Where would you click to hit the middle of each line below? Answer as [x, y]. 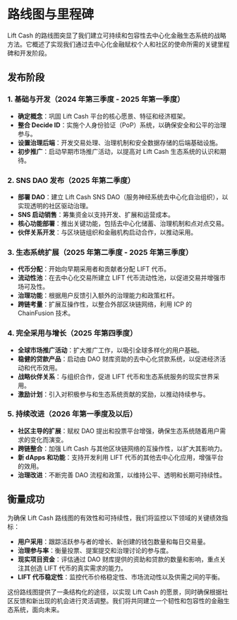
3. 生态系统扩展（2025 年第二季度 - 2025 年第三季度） [100, 252]
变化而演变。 [49, 439]
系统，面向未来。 [38, 609]
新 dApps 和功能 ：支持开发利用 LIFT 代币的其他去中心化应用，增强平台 [121, 457]
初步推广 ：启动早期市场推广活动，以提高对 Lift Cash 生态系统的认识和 [119, 151]
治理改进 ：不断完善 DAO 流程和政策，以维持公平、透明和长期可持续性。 [122, 475]
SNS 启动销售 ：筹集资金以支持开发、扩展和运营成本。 [96, 214]
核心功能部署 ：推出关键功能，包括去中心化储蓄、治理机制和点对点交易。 [122, 223]
